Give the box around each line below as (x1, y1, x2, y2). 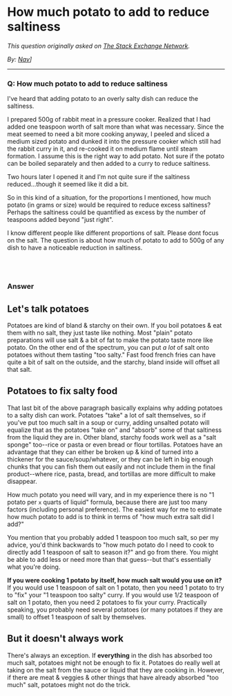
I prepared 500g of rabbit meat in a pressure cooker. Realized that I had (7, 115, 211, 124)
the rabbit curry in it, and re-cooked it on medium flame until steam (7, 144, 198, 153)
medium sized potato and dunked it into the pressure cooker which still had (7, 138, 221, 146)
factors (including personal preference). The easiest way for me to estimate (7, 505, 222, 514)
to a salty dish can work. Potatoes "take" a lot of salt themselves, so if (7, 411, 206, 419)
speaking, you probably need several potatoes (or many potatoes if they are (7, 605, 223, 614)
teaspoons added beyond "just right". (7, 216, 114, 224)
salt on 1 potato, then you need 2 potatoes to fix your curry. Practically (7, 598, 207, 606)
